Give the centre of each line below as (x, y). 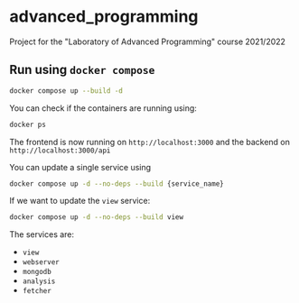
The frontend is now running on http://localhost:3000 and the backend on (150, 142)
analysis (39, 281)
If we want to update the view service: (80, 201)
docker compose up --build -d (66, 91)
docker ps (28, 124)
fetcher (37, 291)
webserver (41, 262)
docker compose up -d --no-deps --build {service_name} (117, 184)
